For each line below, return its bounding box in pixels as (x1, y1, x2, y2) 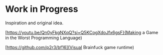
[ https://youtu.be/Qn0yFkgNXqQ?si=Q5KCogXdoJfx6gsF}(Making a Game (5, 29, 159, 35)
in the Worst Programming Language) (5, 35, 82, 41)
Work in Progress (5, 3, 78, 15)
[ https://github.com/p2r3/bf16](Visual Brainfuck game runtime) (5, 44, 135, 50)
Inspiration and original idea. (5, 20, 64, 26)
